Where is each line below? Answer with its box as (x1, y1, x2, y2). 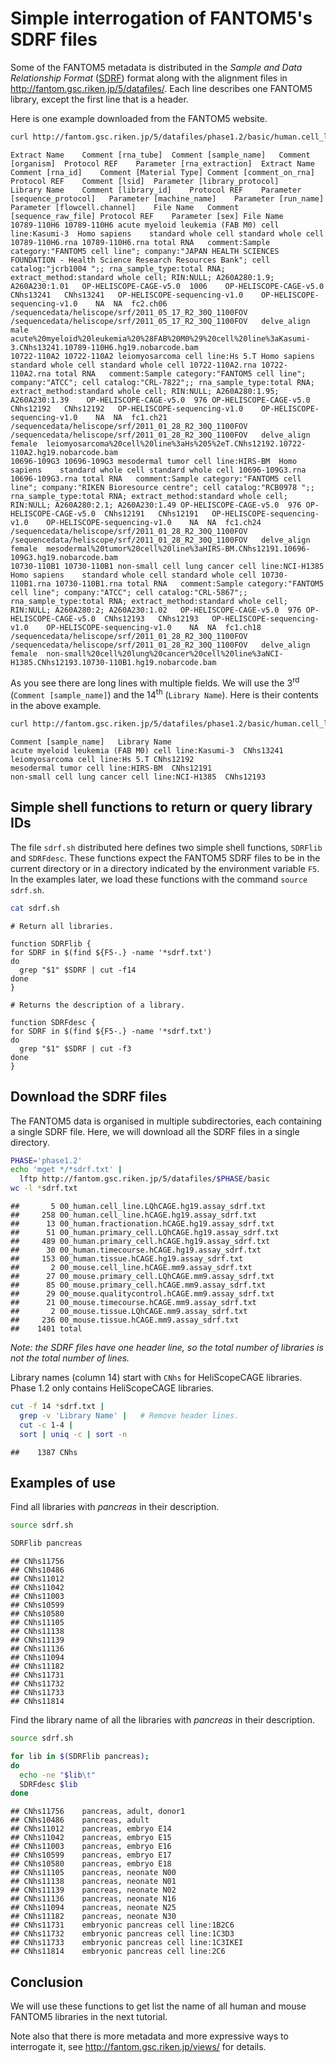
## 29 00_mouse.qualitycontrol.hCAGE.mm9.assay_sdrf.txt (10, 1289, 275, 1299)
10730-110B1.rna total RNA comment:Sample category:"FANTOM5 (54, 578, 325, 589)
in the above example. (10, 700, 102, 712)
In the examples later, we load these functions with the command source (10, 873, 308, 885)
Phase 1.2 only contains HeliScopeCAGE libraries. (10, 1382, 215, 1394)
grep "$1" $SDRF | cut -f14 (19, 965, 137, 975)
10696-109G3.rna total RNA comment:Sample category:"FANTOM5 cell (10, 473, 302, 484)
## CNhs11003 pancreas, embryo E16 (10, 1842, 172, 1852)
